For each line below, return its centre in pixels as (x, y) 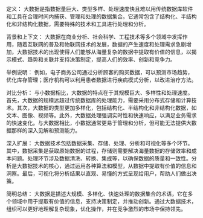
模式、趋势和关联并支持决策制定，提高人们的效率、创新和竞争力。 (93, 59)
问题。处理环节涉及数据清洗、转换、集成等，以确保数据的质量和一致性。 (101, 158)
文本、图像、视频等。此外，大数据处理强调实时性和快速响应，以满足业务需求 (101, 115)
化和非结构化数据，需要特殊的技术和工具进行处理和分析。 (78, 24)
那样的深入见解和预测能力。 (46, 130)
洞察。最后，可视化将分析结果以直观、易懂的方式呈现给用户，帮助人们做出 (99, 173)
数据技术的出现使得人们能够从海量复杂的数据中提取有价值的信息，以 (107, 52)
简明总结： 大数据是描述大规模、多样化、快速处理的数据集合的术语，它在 (97, 194)
